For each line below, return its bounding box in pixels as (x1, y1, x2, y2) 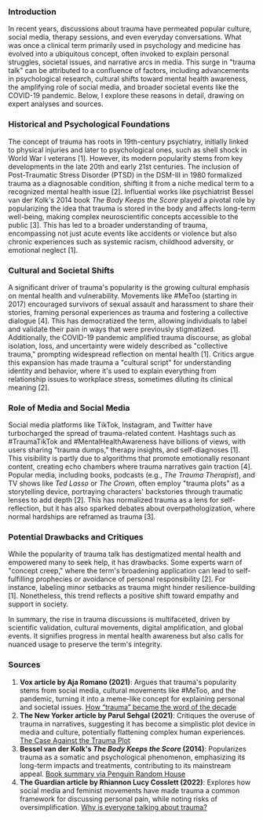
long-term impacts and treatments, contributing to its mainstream (19, 760, 232, 770)
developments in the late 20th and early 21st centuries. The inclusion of (8, 162, 239, 171)
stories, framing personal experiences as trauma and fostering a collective (8, 307, 249, 317)
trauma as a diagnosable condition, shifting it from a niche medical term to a (8, 178, 254, 188)
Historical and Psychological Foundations (8, 119, 170, 130)
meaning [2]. (8, 383, 49, 392)
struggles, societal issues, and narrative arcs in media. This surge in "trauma (8, 57, 256, 67)
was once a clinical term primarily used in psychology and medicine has (8, 41, 241, 50)
